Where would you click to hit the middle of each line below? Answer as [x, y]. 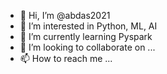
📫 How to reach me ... [66, 58]
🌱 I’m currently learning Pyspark [86, 36]
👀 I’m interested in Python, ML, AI [88, 26]
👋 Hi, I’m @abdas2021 [65, 15]
